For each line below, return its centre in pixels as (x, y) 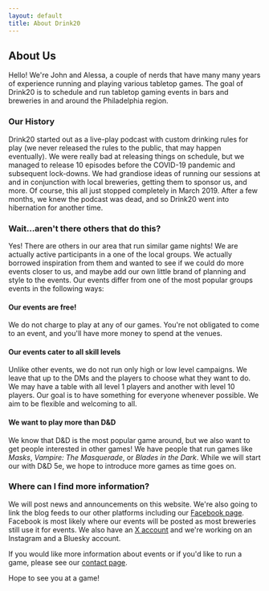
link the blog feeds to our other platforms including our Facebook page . (126, 512)
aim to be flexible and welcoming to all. (73, 404)
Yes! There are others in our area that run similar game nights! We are (123, 245)
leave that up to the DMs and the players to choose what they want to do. (130, 378)
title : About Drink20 (45, 23)
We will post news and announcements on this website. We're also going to (133, 504)
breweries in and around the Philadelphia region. (88, 101)
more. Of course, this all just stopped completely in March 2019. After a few (133, 191)
